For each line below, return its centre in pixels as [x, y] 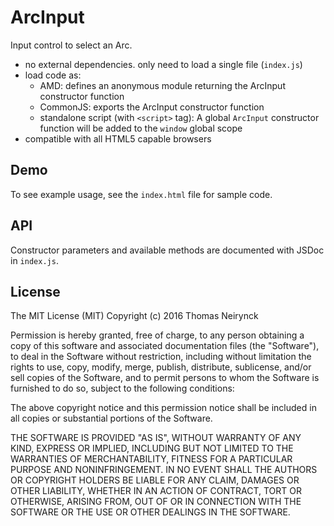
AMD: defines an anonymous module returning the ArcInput [162, 85]
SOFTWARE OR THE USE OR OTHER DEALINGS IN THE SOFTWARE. [150, 512]
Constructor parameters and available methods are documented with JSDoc [167, 250]
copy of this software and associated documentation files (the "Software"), [165, 346]
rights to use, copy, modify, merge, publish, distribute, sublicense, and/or [161, 367]
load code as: [53, 75]
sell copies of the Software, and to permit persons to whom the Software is [165, 378]
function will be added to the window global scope [141, 128]
